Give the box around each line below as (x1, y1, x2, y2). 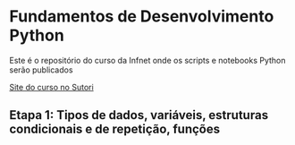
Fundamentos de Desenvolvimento (9, 6, 274, 27)
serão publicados (9, 64, 73, 75)
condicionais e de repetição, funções (9, 122, 221, 137)
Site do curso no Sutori (9, 81, 94, 92)
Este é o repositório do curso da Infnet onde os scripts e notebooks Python (9, 55, 286, 65)
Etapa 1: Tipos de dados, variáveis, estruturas (9, 107, 269, 123)
